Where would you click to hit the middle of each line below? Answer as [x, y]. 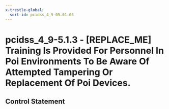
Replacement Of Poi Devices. [68, 83]
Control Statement [35, 102]
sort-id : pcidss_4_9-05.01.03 [42, 15]
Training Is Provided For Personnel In [85, 50]
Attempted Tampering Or [59, 72]
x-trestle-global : [25, 10]
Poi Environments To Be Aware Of [77, 61]
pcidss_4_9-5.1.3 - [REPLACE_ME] [78, 40]
